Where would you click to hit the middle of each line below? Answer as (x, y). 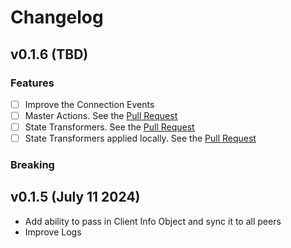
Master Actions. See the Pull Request (101, 115)
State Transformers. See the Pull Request (109, 127)
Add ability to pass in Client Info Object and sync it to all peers (153, 221)
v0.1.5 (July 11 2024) (75, 197)
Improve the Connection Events (89, 104)
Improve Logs (53, 232)
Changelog (57, 17)
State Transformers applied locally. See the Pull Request (140, 138)
